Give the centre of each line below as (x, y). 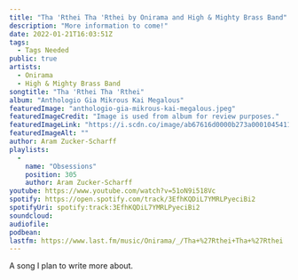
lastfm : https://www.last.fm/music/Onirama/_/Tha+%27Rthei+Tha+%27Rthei (146, 241)
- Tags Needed (43, 51)
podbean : (25, 232)
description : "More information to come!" (89, 26)
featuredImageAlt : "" (49, 133)
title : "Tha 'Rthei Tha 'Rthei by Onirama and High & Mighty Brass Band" (149, 17)
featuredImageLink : (45, 125)
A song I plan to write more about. (71, 266)
